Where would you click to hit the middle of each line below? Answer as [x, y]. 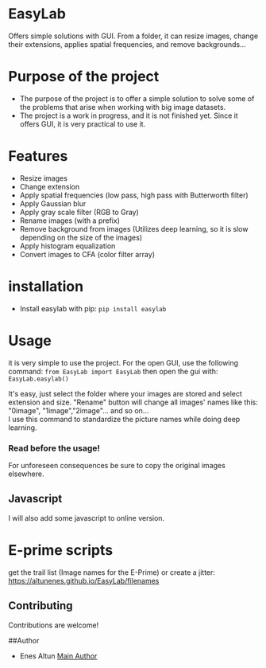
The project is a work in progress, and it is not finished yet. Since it [129, 115]
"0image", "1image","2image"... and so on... [79, 410]
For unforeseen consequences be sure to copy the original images [117, 465]
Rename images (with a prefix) [70, 221]
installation [46, 287]
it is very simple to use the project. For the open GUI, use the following [123, 362]
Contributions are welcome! [54, 625]
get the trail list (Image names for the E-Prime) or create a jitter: [112, 572]
